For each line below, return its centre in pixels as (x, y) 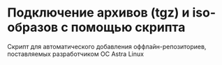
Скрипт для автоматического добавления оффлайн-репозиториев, (107, 46)
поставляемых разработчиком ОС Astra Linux (76, 54)
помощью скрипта (128, 27)
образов (33, 27)
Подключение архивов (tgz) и (98, 13)
